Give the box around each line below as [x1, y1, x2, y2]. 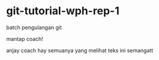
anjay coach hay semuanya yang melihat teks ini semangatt [6, 46, 154, 54]
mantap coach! [6, 35, 44, 42]
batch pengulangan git [6, 24, 62, 31]
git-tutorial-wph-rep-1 [6, 4, 120, 18]
